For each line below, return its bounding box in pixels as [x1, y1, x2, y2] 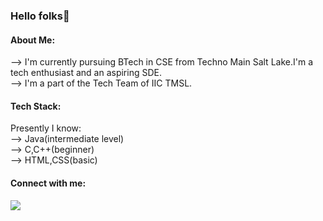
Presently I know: [10, 122, 82, 134]
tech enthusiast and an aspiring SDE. [10, 67, 162, 79]
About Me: [10, 34, 56, 46]
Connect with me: [10, 177, 87, 189]
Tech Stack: [10, 100, 62, 112]
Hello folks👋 [10, 9, 70, 23]
